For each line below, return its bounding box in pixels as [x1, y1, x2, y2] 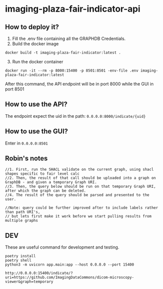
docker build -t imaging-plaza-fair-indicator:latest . [5, 50, 121, 55]
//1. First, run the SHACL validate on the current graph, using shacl [5, 167, 154, 172]
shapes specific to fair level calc [5, 171, 80, 176]
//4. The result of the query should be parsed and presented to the [5, 193, 150, 198]
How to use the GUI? [5, 127, 68, 136]
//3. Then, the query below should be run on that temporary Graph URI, [5, 184, 156, 189]
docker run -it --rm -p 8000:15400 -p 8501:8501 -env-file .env [5, 68, 139, 73]
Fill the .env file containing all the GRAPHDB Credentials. [12, 36, 126, 41]
